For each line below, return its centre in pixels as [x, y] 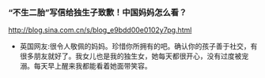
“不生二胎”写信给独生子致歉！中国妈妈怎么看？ [98, 12]
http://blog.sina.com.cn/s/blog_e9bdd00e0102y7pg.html [100, 30]
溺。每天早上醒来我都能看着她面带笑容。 [85, 66]
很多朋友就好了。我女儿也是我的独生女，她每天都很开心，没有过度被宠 [134, 56]
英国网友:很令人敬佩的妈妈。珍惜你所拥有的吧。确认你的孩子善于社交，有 [138, 46]
